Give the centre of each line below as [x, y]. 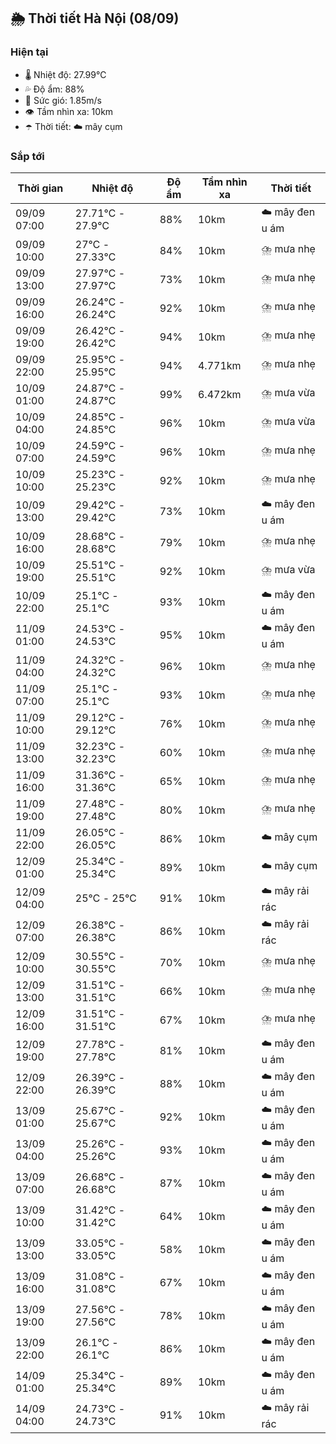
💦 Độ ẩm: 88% [54, 89]
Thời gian [40, 188]
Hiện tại [29, 52]
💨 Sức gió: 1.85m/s [63, 100]
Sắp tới [27, 156]
